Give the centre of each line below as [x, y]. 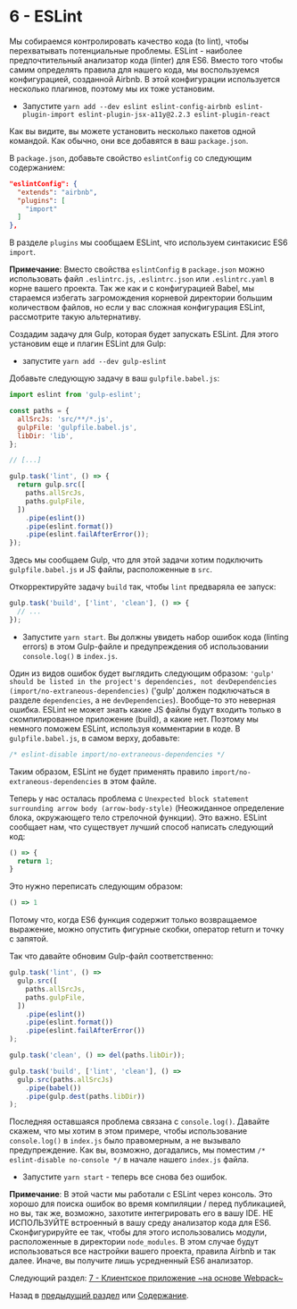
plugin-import [48, 114]
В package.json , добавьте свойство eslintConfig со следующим [131, 157]
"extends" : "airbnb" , [58, 192]
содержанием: [37, 167]
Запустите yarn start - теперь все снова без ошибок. [124, 1177]
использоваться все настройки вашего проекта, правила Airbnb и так [143, 1251]
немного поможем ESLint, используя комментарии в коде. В [125, 728]
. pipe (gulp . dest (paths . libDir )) [85, 1096]
